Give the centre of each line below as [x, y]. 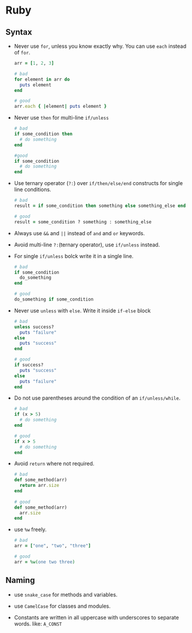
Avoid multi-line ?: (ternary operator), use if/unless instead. [87, 245]
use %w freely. [30, 530]
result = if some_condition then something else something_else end [100, 206]
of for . [22, 52]
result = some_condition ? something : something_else [83, 222]
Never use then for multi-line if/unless [62, 118]
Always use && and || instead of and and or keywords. [79, 233]
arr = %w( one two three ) [44, 562]
